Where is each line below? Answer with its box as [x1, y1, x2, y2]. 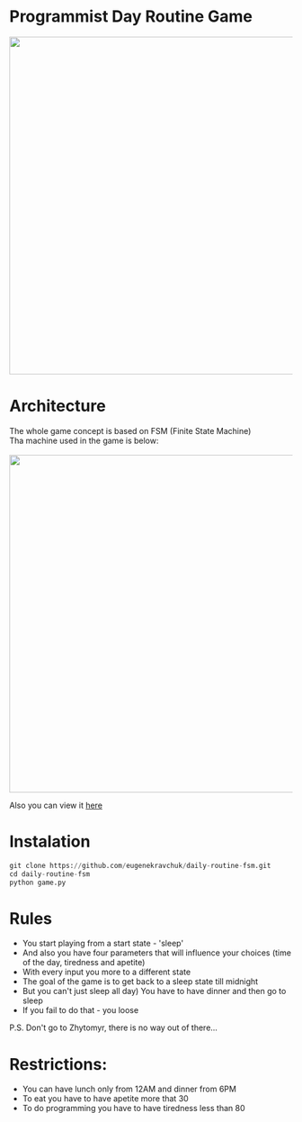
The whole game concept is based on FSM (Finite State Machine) [9, 425, 252, 436]
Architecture [9, 396, 106, 416]
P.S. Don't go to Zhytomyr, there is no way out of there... [9, 1022, 218, 1033]
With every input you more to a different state [22, 966, 191, 978]
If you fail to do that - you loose [22, 1005, 139, 1016]
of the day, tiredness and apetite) [22, 957, 146, 968]
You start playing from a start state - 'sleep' [22, 938, 184, 949]
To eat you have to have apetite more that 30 [22, 1093, 189, 1104]
